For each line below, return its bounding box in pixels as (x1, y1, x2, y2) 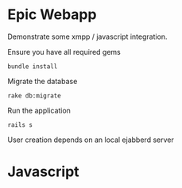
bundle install (7, 62, 58, 71)
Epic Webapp (7, 6, 97, 24)
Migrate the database (7, 76, 78, 86)
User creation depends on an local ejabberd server (7, 135, 174, 144)
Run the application (7, 106, 71, 115)
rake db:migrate (7, 91, 61, 100)
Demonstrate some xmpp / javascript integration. (7, 32, 168, 41)
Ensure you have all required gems (7, 47, 121, 56)
